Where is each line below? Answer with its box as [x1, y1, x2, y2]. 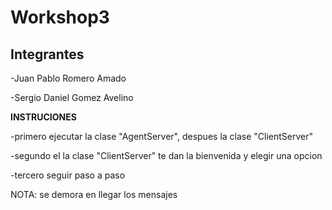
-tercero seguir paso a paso [10, 169, 126, 181]
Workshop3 [10, 6, 110, 29]
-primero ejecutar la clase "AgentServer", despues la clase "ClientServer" [10, 131, 314, 142]
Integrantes [10, 46, 85, 63]
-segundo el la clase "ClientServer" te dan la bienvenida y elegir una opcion [10, 150, 323, 161]
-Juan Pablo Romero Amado [10, 72, 127, 84]
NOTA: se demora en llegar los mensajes [10, 189, 178, 200]
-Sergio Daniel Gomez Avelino [10, 92, 134, 103]
